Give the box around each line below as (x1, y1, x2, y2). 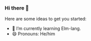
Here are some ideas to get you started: (4, 16, 87, 22)
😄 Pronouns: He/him (11, 31, 55, 37)
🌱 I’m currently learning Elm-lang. (11, 25, 81, 31)
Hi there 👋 (4, 4, 29, 11)
